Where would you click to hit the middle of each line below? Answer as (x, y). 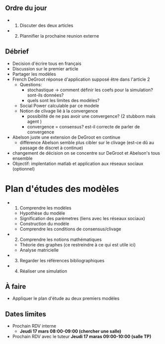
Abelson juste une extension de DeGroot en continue (66, 137)
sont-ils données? (45, 95)
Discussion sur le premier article (45, 68)
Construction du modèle (44, 224)
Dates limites (26, 314)
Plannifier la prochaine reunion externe (59, 36)
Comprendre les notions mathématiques (61, 239)
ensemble (23, 158)
